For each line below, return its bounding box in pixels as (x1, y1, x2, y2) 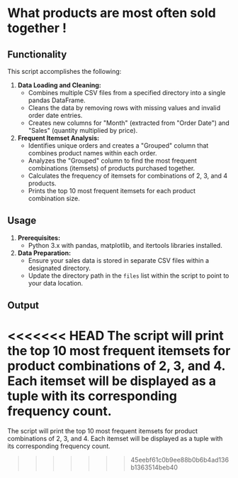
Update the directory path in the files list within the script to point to (28, 271, 229, 280)
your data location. (28, 278, 84, 287)
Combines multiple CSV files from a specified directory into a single (28, 89, 226, 97)
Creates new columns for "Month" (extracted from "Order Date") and (28, 119, 230, 127)
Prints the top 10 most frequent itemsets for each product (28, 187, 196, 195)
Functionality (7, 48, 67, 60)
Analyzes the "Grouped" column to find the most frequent (28, 156, 197, 165)
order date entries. (28, 112, 83, 119)
